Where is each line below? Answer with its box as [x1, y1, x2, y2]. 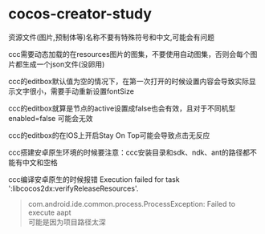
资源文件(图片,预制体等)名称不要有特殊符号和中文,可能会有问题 [8, 32, 215, 42]
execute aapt [27, 208, 71, 217]
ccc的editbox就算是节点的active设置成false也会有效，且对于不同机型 [8, 103, 236, 113]
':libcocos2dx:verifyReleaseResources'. [8, 184, 139, 193]
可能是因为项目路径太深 [27, 217, 106, 227]
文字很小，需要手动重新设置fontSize [14, 86, 135, 96]
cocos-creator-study [8, 5, 153, 23]
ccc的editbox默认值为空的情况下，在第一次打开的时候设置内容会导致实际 [8, 76, 249, 86]
